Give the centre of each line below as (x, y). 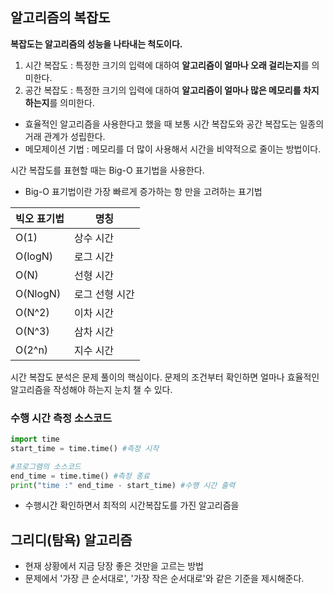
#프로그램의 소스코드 (46, 466)
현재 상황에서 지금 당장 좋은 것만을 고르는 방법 (114, 566)
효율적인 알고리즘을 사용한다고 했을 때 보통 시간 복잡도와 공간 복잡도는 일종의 (174, 124)
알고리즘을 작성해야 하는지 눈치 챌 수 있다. (91, 389)
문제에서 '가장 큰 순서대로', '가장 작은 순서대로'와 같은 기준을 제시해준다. (164, 579)
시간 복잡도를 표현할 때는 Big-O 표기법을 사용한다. (107, 170)
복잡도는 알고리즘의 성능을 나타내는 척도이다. (96, 44)
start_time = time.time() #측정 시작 (85, 448)
